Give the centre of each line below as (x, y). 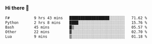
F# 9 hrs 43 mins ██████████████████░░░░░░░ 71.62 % (76, 18)
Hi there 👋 (17, 8)
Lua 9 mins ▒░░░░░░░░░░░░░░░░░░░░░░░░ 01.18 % (76, 37)
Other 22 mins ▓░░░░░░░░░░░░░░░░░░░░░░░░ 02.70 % (76, 32)
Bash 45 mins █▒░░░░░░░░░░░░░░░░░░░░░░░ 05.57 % (76, 27)
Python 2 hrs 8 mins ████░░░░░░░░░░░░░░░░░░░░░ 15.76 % (76, 23)
